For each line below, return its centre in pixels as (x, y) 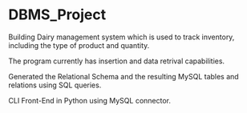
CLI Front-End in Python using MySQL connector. (89, 100)
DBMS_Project (57, 15)
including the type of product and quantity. (79, 45)
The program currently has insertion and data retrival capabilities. (117, 61)
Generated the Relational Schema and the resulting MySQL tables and (123, 76)
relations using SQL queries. (55, 85)
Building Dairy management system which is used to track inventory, (121, 37)
